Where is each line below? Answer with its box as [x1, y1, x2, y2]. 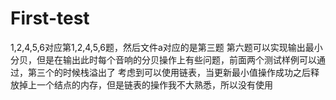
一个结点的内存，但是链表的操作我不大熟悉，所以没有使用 [36, 78, 273, 91]
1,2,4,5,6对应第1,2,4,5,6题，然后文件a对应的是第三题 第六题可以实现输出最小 [10, 41, 323, 53]
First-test [10, 7, 90, 30]
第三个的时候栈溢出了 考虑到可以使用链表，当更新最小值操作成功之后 [27, 66, 311, 78]
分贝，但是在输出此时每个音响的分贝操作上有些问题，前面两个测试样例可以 [10, 53, 317, 66]
